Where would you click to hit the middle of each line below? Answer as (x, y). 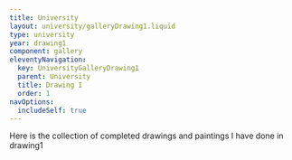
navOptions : (32, 102)
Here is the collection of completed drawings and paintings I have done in (146, 136)
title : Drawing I (50, 85)
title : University (44, 18)
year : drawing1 (38, 43)
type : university (42, 34)
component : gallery (46, 52)
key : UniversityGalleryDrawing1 (79, 69)
